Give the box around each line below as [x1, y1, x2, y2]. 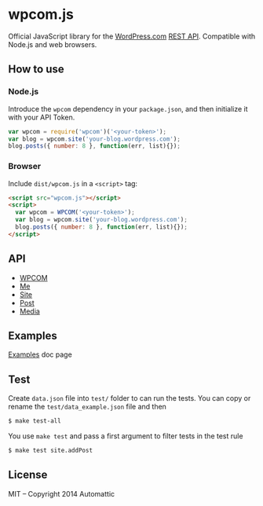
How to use [8, 63, 64, 76]
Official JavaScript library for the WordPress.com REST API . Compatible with [8, 31, 256, 41]
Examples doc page [8, 350, 72, 359]
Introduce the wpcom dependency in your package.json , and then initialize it [8, 104, 249, 113]
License [8, 468, 48, 482]
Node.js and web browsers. [8, 39, 97, 49]
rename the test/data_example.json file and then [8, 402, 167, 412]
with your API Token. [8, 112, 75, 122]
